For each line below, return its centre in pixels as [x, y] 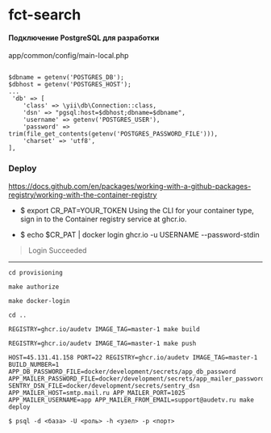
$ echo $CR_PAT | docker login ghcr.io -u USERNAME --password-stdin [140, 234]
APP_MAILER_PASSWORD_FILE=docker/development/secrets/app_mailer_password [137, 378]
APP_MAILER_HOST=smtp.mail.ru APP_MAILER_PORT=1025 [97, 393]
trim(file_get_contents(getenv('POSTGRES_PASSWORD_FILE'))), [113, 134]
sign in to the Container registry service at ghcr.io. [103, 219]
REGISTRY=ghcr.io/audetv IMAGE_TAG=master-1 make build [104, 329]
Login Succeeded [57, 250]
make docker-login [39, 301]
